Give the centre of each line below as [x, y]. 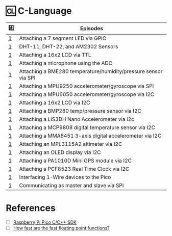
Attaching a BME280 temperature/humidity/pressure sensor [91, 71]
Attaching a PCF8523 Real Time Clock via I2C [74, 169]
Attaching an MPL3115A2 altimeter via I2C [71, 144]
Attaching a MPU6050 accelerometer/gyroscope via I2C [87, 94]
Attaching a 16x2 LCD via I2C [55, 102]
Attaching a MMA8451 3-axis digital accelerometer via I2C [90, 136]
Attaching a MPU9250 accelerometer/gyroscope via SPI [87, 86]
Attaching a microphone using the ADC [66, 63]
